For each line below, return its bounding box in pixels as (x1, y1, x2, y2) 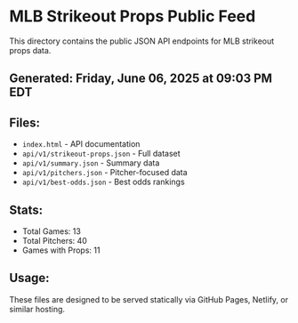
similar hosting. (9, 303, 65, 314)
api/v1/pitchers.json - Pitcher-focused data (21, 167, 189, 178)
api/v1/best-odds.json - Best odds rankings (21, 176, 185, 188)
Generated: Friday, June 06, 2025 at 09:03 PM (9, 71, 273, 86)
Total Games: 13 (21, 225, 82, 237)
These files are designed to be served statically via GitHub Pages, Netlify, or (9, 294, 289, 304)
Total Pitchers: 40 (21, 235, 87, 246)
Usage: (9, 271, 51, 286)
